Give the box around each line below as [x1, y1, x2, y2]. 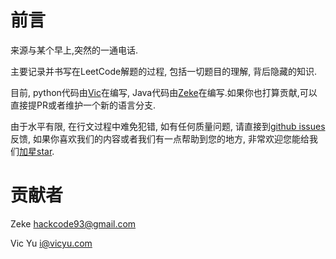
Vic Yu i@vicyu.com [10, 237, 93, 249]
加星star [19, 145, 53, 157]
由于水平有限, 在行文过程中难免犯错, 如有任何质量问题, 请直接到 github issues [10, 120, 326, 132]
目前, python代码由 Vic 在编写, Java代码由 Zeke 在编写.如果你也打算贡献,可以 [10, 86, 318, 98]
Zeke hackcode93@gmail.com [10, 217, 137, 230]
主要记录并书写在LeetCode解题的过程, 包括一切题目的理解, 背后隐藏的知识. [10, 65, 318, 77]
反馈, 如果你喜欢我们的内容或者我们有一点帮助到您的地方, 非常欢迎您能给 [10, 132, 310, 145]
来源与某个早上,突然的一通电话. [10, 44, 139, 56]
